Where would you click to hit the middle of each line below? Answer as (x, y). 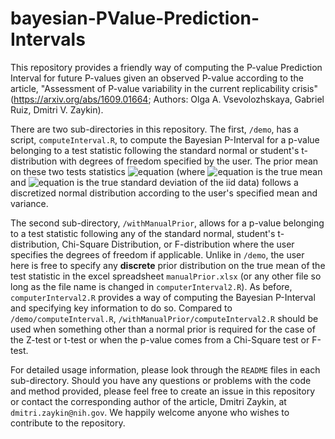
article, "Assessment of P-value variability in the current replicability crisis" (164, 88)
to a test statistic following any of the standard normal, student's (143, 233)
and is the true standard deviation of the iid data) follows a (154, 182)
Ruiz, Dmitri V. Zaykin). (57, 109)
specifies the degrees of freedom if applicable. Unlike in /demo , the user (157, 254)
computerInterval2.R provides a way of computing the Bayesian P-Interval (163, 297)
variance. (29, 203)
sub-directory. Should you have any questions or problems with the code (161, 380)
